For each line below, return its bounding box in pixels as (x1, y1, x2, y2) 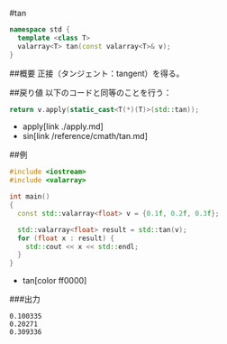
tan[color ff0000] (22, 275, 87, 286)
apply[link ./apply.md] (22, 121, 104, 132)
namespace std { (9, 25, 70, 34)
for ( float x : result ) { (17, 234, 115, 243)
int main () (9, 192, 50, 201)
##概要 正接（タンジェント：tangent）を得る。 (9, 68, 185, 79)
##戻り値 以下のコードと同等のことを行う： (9, 87, 172, 98)
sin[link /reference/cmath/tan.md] (22, 131, 149, 142)
